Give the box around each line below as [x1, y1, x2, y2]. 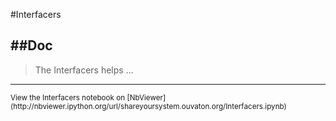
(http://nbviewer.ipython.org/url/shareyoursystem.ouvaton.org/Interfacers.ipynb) [10, 101, 287, 111]
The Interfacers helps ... [34, 64, 134, 76]
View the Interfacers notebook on [10, 92, 126, 103]
